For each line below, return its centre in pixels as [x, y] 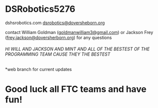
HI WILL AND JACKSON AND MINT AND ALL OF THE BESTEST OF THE [78, 49]
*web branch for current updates [39, 70]
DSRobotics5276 [40, 9]
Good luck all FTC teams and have [76, 89]
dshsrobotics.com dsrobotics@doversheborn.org [55, 23]
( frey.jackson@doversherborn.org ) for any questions [59, 37]
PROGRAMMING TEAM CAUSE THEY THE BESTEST [58, 54]
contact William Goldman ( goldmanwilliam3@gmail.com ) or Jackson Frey [79, 32]
